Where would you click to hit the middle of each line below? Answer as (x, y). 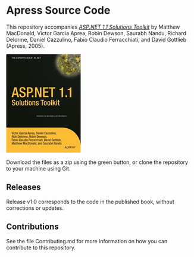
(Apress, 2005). (25, 46)
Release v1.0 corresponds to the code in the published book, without (90, 202)
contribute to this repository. (41, 247)
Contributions (32, 227)
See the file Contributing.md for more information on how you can (87, 241)
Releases (24, 188)
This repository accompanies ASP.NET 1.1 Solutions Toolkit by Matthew (93, 27)
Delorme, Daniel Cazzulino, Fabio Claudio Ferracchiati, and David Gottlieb (96, 39)
